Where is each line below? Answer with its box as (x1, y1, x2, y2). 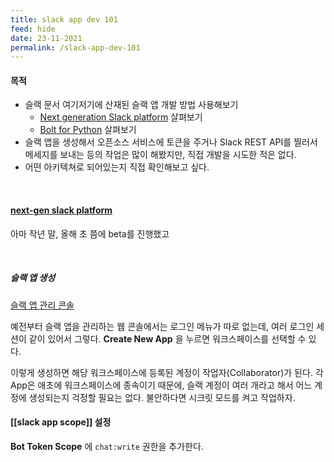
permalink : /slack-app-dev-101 (10, 42, 141, 53)
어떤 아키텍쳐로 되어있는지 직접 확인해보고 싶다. (24, 161, 210, 173)
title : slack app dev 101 (10, 14, 118, 25)
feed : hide (10, 24, 56, 34)
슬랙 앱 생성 (10, 272, 56, 284)
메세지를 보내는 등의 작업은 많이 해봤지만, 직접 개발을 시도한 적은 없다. (24, 149, 297, 161)
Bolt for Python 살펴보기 (39, 124, 137, 136)
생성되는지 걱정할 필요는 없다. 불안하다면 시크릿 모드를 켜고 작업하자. (28, 391, 296, 403)
